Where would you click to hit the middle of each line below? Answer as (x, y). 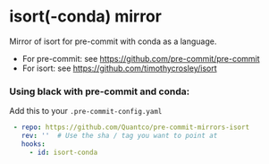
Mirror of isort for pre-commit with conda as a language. (113, 41)
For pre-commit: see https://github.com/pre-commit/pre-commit (141, 58)
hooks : (34, 144)
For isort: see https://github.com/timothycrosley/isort (119, 68)
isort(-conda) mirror (86, 17)
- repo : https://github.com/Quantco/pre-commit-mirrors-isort (131, 127)
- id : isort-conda (63, 152)
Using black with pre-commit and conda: (100, 91)
